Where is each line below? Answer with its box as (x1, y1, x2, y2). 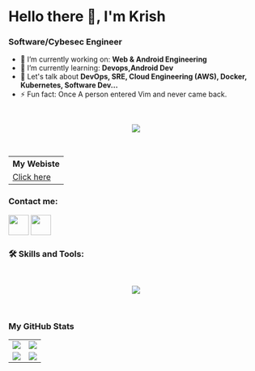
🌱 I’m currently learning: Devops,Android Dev (19, 63, 174, 73)
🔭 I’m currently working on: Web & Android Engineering (19, 54, 208, 64)
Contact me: (8, 196, 58, 207)
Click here (12, 172, 51, 183)
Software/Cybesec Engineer (8, 36, 123, 48)
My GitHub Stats (8, 321, 74, 331)
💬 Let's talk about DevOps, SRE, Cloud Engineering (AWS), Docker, (19, 72, 247, 82)
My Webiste (12, 158, 60, 169)
